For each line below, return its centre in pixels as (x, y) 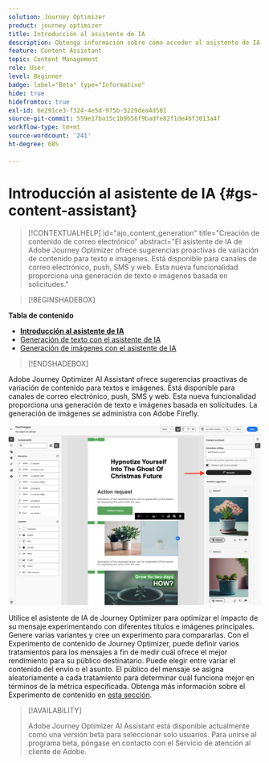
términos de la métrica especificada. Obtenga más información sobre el (127, 687)
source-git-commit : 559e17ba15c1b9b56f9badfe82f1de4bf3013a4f (114, 119)
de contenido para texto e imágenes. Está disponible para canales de (142, 258)
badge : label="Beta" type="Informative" (77, 84)
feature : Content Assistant (55, 51)
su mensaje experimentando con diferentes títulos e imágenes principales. (131, 626)
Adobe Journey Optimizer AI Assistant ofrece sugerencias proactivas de (128, 379)
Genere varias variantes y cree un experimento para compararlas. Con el (128, 635)
